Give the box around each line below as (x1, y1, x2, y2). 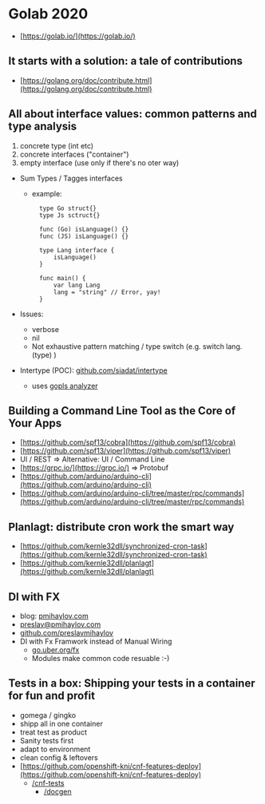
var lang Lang (53, 281, 101, 289)
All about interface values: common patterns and (8, 107, 257, 121)
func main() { (38, 274, 86, 282)
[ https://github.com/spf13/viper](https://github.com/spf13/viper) (19, 446, 231, 456)
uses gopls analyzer (31, 381, 98, 390)
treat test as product (19, 727, 88, 737)
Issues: (19, 309, 44, 319)
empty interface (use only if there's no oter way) (19, 157, 180, 168)
